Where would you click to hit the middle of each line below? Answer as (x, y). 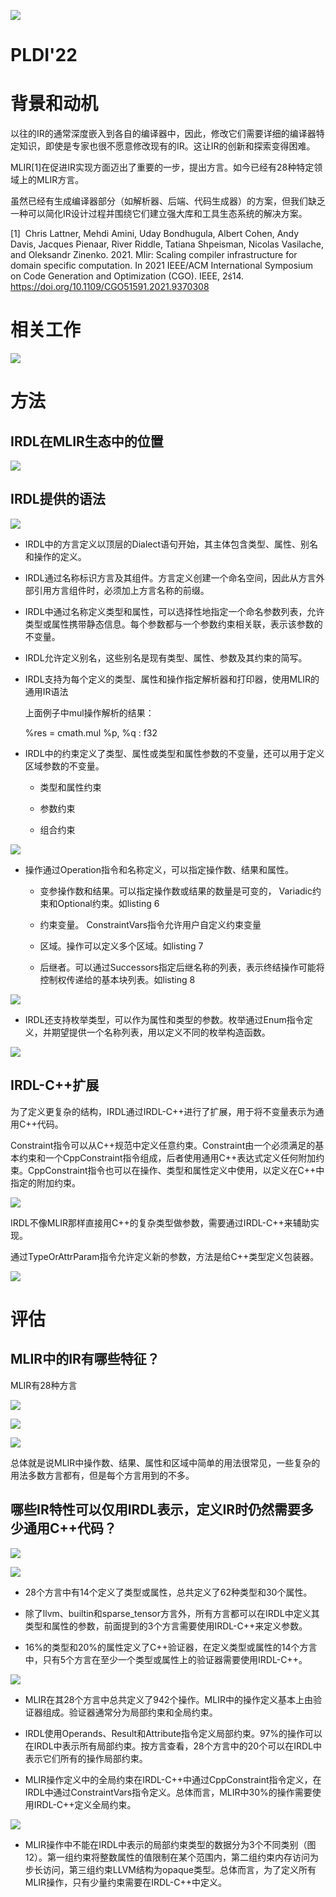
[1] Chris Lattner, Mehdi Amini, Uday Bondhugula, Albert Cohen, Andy (155, 234)
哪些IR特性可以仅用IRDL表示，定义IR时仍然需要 (156, 1510)
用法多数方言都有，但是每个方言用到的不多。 (102, 1475)
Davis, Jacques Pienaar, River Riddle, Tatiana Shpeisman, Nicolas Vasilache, (167, 244)
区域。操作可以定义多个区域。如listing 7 (121, 946)
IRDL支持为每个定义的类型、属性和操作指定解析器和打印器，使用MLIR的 (172, 679)
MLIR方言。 (60, 180)
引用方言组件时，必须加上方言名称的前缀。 (121, 590)
